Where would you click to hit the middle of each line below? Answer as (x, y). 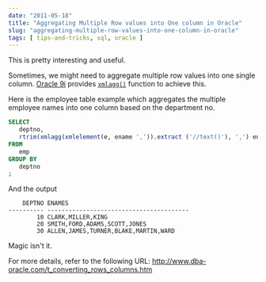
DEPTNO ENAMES (46, 204)
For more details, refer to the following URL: (79, 261)
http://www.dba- (179, 261)
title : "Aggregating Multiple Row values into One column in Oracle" (125, 23)
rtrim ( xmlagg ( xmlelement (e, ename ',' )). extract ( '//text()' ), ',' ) (134, 137)
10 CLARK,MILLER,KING (72, 217)
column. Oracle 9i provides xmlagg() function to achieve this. (108, 84)
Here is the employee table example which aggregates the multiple (117, 99)
